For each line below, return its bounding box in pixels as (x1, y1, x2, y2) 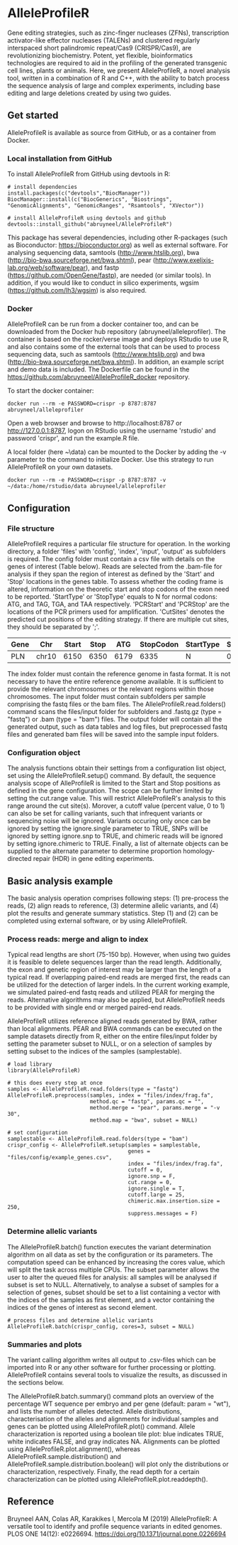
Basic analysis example (7, 875, 113, 887)
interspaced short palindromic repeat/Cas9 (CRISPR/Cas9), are (7, 43, 192, 52)
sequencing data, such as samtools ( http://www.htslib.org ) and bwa (7, 350, 205, 359)
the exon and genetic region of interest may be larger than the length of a (7, 965, 222, 974)
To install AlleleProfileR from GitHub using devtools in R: (7, 170, 171, 178)
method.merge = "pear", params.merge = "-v (89, 1105, 220, 1112)
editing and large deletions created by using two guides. (7, 89, 171, 97)
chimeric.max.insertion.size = (127, 1198, 220, 1205)
